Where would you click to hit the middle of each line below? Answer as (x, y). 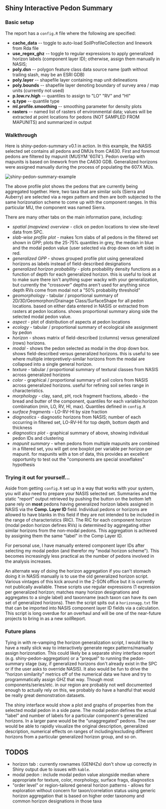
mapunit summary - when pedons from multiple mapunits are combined (86, 443)
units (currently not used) (38, 90)
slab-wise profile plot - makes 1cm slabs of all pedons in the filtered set (85, 237)
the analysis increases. (28, 561)
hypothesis (24, 464)
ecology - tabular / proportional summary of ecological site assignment (85, 327)
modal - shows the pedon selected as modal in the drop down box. (81, 348)
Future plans (21, 631)
